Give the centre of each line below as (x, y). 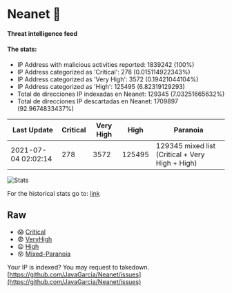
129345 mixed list (186, 145)
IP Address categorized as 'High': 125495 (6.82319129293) (101, 86)
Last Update (33, 130)
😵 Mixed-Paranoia (44, 254)
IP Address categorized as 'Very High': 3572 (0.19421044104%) (108, 79)
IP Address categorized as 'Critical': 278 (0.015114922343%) (104, 72)
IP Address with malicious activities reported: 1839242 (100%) (106, 64)
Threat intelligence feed (42, 33)
